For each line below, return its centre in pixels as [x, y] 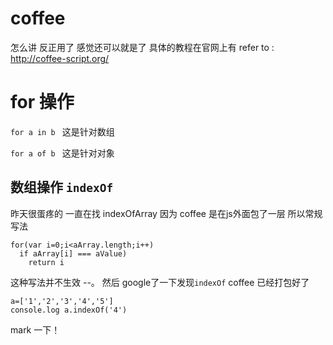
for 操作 [42, 102]
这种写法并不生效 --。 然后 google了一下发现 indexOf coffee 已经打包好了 [160, 282]
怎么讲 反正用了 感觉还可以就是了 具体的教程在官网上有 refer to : [142, 47]
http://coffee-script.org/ [60, 58]
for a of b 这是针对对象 [62, 153]
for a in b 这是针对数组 [62, 131]
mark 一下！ [35, 329]
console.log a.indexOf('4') [69, 310]
